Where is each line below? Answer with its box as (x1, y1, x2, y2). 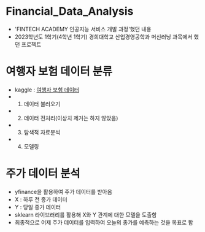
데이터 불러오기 (23, 100, 61, 107)
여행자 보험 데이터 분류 (6, 64, 113, 79)
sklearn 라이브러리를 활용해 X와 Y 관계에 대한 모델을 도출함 (14, 211, 157, 218)
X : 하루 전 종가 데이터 (14, 195, 68, 203)
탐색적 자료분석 (23, 128, 61, 136)
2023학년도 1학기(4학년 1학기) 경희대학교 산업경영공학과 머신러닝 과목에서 (14, 33, 193, 41)
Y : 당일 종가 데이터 (14, 203, 61, 211)
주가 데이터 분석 (6, 167, 80, 180)
